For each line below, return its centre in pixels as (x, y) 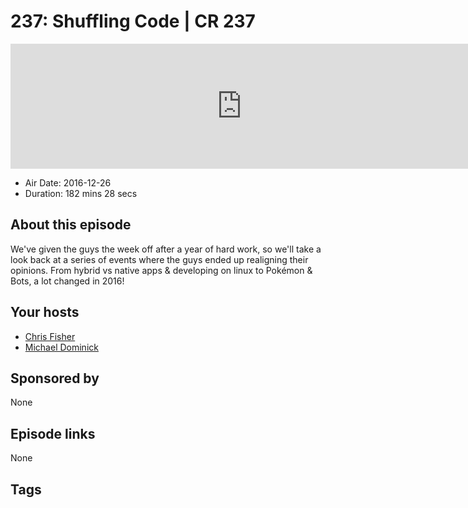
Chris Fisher (50, 336)
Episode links (53, 433)
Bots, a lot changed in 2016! (67, 281)
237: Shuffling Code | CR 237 (133, 21)
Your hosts (45, 312)
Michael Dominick (61, 347)
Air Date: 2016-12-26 (68, 182)
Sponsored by (55, 378)
